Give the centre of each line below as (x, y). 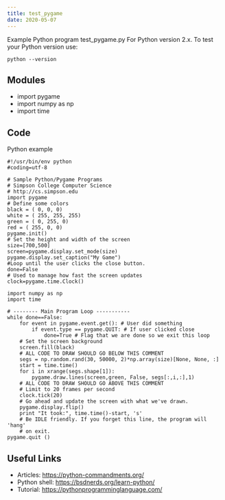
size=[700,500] (29, 246)
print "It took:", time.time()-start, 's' (81, 414)
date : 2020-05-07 (32, 20)
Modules (26, 80)
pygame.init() (27, 234)
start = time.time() (49, 366)
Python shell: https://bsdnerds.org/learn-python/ (86, 482)
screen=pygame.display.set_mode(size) (62, 252)
